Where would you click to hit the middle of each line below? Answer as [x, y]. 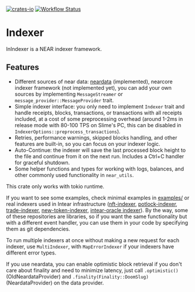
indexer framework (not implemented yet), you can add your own [93, 87]
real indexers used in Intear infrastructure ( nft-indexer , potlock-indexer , [92, 204]
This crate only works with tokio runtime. [55, 186]
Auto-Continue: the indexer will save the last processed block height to [100, 150]
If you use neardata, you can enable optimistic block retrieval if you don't [94, 264]
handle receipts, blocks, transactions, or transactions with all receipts [98, 113]
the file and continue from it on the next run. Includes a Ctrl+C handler [99, 156]
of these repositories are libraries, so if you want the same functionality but [97, 216]
